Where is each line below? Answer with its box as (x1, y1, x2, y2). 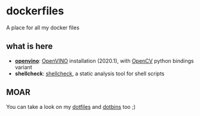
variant (14, 63, 32, 71)
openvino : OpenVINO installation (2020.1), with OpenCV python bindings (14, 57, 194, 64)
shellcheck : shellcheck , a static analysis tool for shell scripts (14, 70, 165, 77)
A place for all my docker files (6, 24, 79, 31)
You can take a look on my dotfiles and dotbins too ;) (6, 103, 136, 110)
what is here (6, 41, 53, 51)
